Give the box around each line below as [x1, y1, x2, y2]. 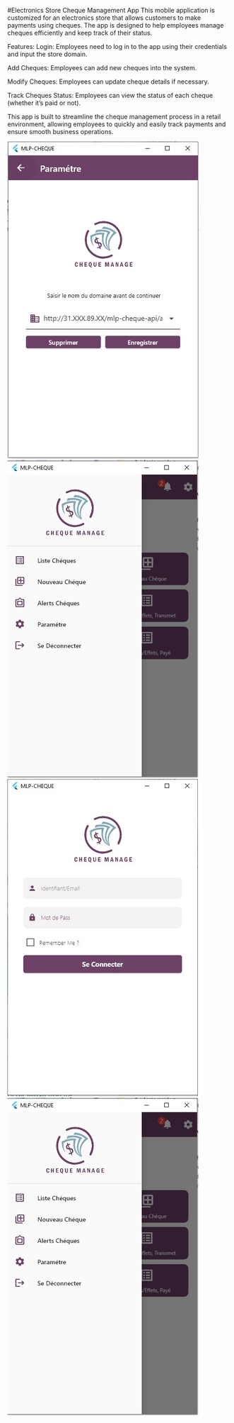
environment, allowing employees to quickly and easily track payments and [7, 120, 226, 128]
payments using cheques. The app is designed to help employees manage [7, 21, 224, 29]
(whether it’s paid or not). [7, 99, 81, 107]
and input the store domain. [7, 50, 88, 58]
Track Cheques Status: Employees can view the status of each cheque [7, 92, 213, 99]
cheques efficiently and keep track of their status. [7, 28, 153, 37]
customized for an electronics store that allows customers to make [7, 13, 201, 22]
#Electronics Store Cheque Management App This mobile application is [7, 6, 216, 14]
